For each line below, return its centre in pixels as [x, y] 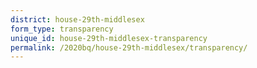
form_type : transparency [62, 29]
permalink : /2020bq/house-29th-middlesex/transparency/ [129, 47]
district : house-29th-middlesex [77, 19]
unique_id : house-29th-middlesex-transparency [109, 38]
